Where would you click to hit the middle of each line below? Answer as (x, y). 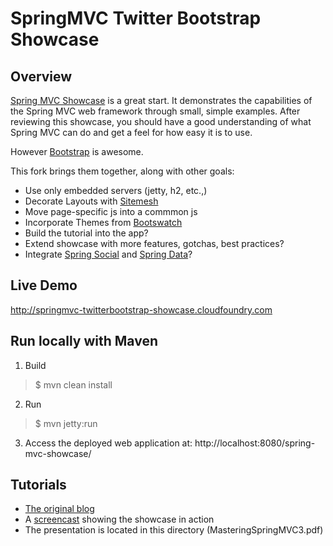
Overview (41, 76)
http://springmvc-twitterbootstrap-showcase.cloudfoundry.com (141, 309)
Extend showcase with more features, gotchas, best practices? (154, 243)
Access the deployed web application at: (108, 443)
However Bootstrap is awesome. (77, 151)
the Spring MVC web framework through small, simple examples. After (155, 111)
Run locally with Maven (84, 341)
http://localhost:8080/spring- (255, 443)
